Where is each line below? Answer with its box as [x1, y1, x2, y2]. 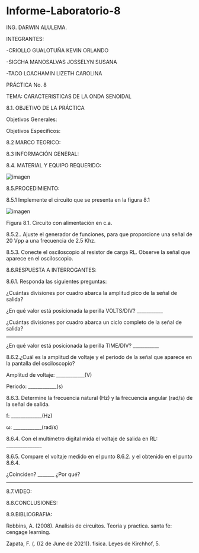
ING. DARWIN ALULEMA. [6, 24, 67, 31]
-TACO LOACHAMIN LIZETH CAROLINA [6, 69, 102, 77]
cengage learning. [6, 528, 51, 535]
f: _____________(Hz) [6, 412, 53, 419]
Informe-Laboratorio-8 [6, 4, 121, 18]
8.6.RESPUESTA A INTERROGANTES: [6, 266, 97, 274]
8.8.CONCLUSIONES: [6, 499, 58, 506]
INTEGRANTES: [6, 35, 44, 42]
